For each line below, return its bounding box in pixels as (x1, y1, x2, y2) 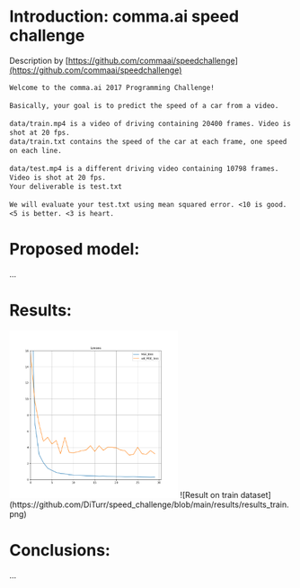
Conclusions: (9, 539, 110, 560)
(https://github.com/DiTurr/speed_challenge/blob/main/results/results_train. (9, 499, 289, 510)
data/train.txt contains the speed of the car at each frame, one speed (9, 137, 287, 146)
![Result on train (179, 489, 239, 500)
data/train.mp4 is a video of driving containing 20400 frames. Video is (9, 119, 292, 128)
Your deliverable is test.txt (9, 182, 123, 191)
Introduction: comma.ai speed (9, 6, 240, 27)
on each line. (9, 146, 63, 155)
